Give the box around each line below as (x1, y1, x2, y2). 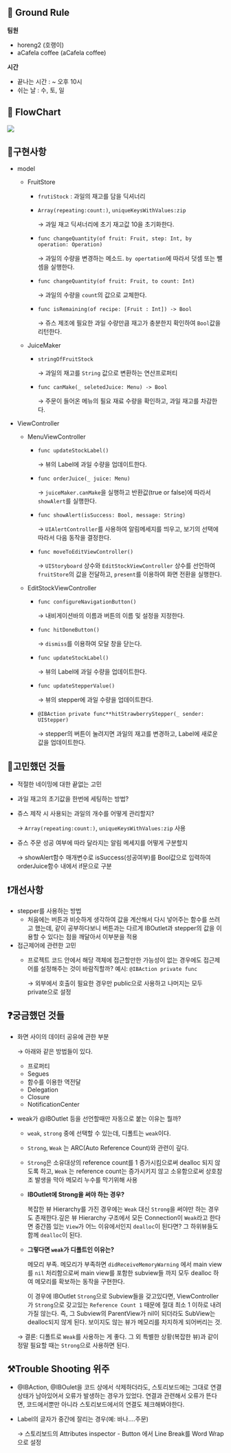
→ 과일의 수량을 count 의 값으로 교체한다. (37, 291, 147, 299)
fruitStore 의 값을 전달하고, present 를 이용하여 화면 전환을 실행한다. (37, 570, 222, 579)
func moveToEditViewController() (37, 549, 134, 556)
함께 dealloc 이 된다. (27, 1230, 82, 1239)
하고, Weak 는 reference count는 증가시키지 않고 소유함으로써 (40, 1167, 204, 1175)
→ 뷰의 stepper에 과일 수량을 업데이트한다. (37, 696, 153, 704)
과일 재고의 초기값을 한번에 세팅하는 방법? (16, 794, 129, 803)
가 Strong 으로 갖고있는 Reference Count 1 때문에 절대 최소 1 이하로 (27, 1301, 209, 1309)
